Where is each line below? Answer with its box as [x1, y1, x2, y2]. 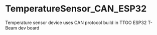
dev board [18, 24, 40, 30]
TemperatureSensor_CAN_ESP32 [5, 3, 147, 14]
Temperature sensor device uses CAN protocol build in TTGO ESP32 [5, 19, 147, 25]
